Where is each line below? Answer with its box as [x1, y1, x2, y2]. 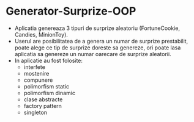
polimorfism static [23, 82, 70, 90]
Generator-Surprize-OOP [6, 4, 136, 18]
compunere [23, 76, 53, 84]
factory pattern [23, 102, 62, 109]
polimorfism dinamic [23, 89, 76, 96]
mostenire [23, 70, 50, 77]
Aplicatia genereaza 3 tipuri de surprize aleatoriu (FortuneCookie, [14, 24, 180, 32]
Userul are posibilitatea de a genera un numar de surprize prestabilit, [14, 37, 188, 45]
